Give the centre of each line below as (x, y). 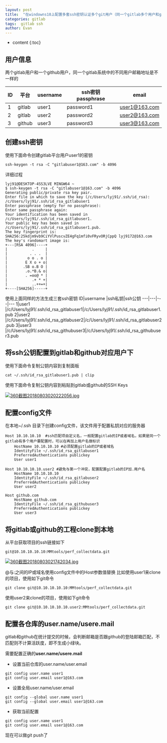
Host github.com (22, 496)
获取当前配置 (25, 711)
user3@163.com (139, 123)
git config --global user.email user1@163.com (54, 702)
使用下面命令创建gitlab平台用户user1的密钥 (49, 155)
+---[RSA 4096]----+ (27, 245)
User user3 (25, 513)
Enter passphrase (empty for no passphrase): (53, 206)
